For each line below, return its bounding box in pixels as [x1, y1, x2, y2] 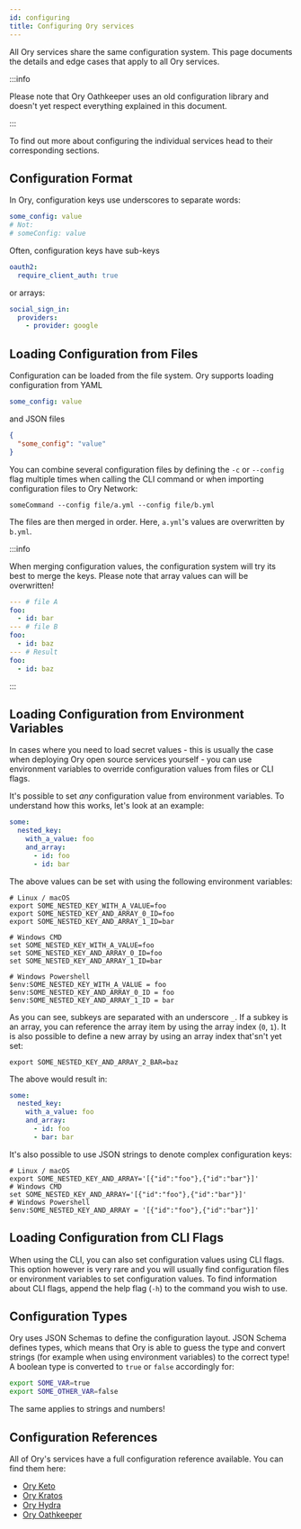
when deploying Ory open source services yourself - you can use [9, 754, 252, 765]
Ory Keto [22, 1480, 56, 1491]
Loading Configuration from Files [9, 346, 199, 361]
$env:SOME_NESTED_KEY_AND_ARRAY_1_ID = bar [9, 996, 175, 1005]
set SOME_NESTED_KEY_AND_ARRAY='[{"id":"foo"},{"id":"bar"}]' [9, 1190, 247, 1199]
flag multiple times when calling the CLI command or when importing [9, 474, 264, 484]
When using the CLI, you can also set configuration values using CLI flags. [9, 1253, 285, 1265]
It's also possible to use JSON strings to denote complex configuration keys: [9, 1149, 293, 1160]
